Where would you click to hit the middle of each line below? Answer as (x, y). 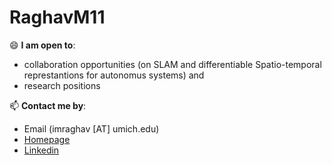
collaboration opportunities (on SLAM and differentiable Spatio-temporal (172, 64)
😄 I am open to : (42, 45)
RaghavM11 (57, 17)
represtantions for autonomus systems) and (114, 75)
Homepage (47, 139)
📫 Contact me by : (48, 105)
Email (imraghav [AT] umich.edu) (91, 128)
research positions (62, 85)
